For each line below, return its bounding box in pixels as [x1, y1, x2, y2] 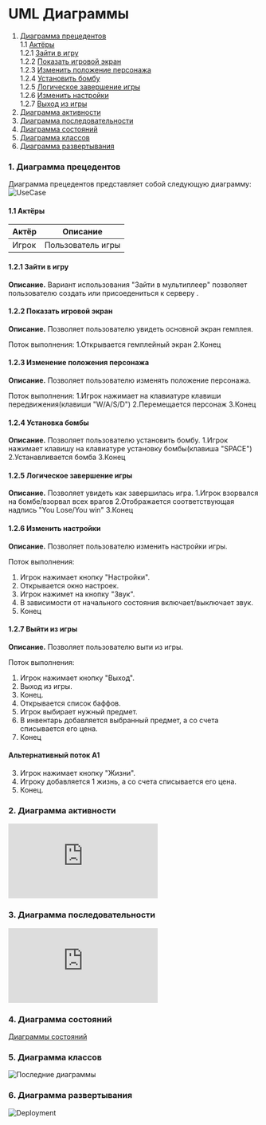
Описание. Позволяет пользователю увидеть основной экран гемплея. [8, 324, 253, 333]
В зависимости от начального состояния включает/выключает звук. [19, 597, 253, 607]
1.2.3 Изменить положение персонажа [19, 65, 151, 74]
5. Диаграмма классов [8, 1052, 102, 1063]
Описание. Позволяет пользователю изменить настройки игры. [8, 541, 228, 551]
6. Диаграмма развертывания [8, 1090, 133, 1101]
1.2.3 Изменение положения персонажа [8, 358, 150, 368]
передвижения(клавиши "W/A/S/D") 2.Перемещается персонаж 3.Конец [8, 399, 256, 409]
